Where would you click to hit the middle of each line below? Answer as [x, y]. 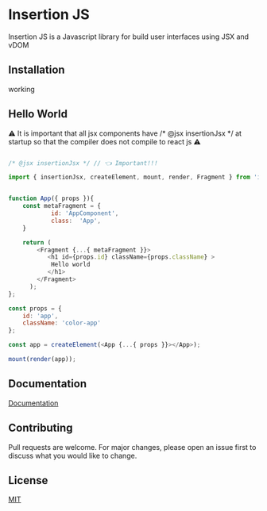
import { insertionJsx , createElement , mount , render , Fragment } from [129, 177]
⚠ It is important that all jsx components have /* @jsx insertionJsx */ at [125, 133]
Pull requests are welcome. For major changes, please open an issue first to [132, 447]
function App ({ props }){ [51, 199]
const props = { [35, 308]
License [28, 480]
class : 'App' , [76, 221]
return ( [37, 242]
